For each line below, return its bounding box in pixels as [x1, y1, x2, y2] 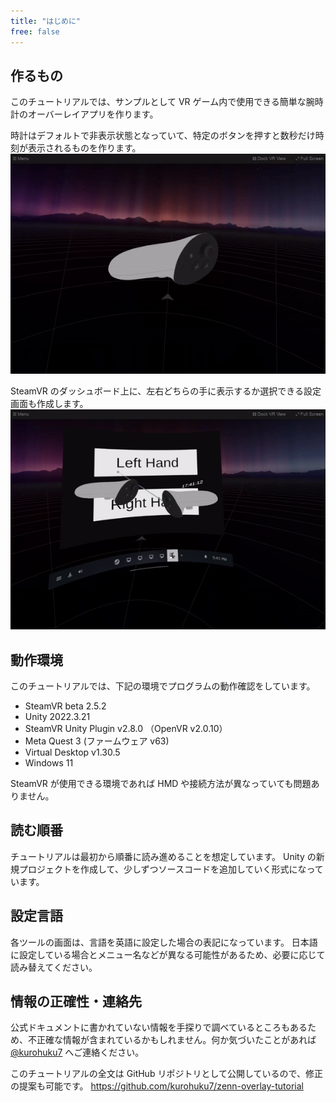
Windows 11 [24, 757, 74, 769]
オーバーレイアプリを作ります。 [27, 108, 159, 120]
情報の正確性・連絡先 [10, 993, 142, 1010]
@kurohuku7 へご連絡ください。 [10, 1046, 145, 1059]
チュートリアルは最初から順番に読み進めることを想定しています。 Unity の [10, 850, 317, 862]
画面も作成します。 [10, 398, 89, 410]
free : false [10, 26, 60, 37]
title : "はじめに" [10, 16, 82, 26]
